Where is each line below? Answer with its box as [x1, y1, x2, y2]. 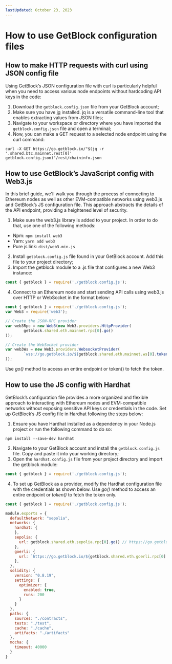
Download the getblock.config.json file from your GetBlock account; [12, 103, 159, 109]
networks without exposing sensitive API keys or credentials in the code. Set [5, 405, 167, 411]
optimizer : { [18, 582, 47, 587]
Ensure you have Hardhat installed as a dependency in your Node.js [12, 420, 156, 427]
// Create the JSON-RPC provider [5, 319, 77, 324]
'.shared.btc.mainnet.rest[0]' [5, 151, 72, 156]
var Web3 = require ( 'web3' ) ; [5, 309, 68, 315]
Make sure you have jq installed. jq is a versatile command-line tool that [12, 109, 164, 115]
